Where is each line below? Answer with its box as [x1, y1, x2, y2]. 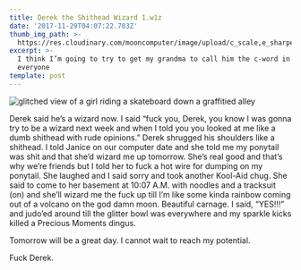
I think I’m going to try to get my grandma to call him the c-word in [17, 55, 291, 63]
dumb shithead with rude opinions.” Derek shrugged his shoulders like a [9, 131, 275, 143]
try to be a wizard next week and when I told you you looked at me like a [9, 122, 276, 133]
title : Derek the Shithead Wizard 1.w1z [9, 13, 163, 22]
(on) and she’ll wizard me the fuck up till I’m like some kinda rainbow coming [9, 189, 291, 199]
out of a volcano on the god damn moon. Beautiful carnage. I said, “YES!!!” [9, 198, 285, 209]
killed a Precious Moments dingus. [9, 217, 136, 228]
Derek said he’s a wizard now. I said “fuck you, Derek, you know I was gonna [9, 113, 292, 123]
